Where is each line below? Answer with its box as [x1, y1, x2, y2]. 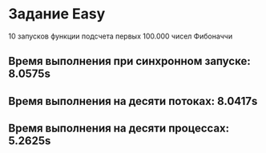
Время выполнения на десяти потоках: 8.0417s [8, 94, 258, 108]
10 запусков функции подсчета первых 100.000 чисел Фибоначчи [8, 31, 233, 41]
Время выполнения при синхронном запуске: [8, 54, 251, 68]
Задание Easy [8, 5, 106, 23]
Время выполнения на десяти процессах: [8, 122, 230, 135]
